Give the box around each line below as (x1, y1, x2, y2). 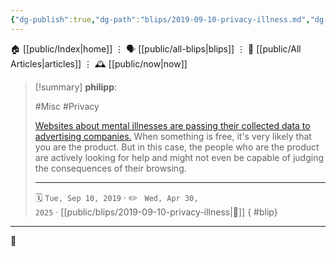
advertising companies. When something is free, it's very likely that (34, 130, 312, 142)
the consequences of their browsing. (34, 162, 187, 174)
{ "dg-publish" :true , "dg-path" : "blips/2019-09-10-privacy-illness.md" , (10, 14, 311, 25)
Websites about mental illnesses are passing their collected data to (34, 119, 311, 131)
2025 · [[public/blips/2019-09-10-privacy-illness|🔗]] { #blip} (34, 206, 278, 218)
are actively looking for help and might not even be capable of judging (34, 151, 325, 163)
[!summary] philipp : (34, 81, 118, 93)
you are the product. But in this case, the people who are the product (34, 141, 320, 153)
